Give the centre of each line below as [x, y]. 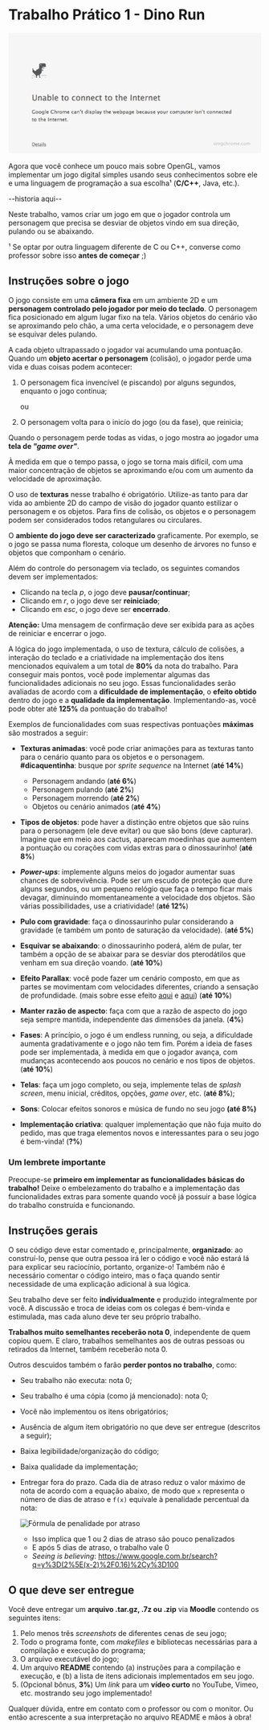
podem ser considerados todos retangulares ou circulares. [105, 520]
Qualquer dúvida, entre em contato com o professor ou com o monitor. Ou [131, 1709]
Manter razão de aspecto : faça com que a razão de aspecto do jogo [133, 1011]
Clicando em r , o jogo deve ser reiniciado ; [90, 601]
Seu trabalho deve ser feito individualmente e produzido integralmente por [133, 1300]
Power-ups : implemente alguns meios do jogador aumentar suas [127, 872]
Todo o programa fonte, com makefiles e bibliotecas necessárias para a [139, 1642]
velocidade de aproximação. [55, 479]
